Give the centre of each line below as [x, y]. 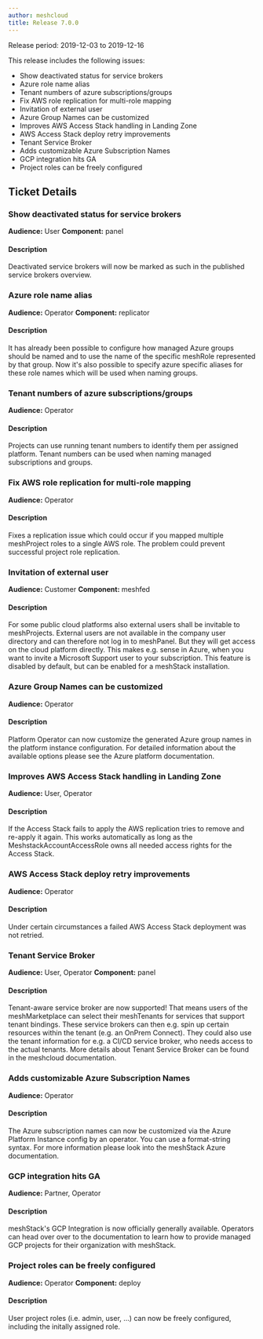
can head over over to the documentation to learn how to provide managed [130, 1237]
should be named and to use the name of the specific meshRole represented [132, 356]
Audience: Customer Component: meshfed [79, 589]
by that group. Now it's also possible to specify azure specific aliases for [126, 364]
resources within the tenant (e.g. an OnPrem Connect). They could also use [130, 1033]
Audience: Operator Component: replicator [79, 312]
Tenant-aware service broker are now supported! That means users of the [128, 1008]
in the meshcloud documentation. [62, 1058]
